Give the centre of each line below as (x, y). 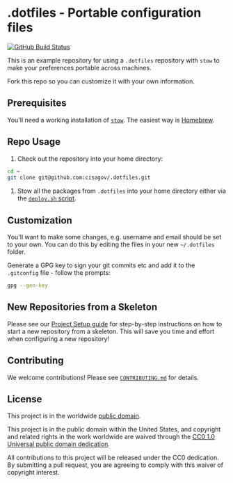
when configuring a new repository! (58, 338)
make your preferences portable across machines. (79, 68)
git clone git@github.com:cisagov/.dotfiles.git (79, 178)
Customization (40, 220)
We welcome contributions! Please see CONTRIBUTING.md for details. (103, 377)
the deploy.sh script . (47, 198)
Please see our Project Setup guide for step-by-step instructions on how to (115, 324)
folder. (16, 252)
